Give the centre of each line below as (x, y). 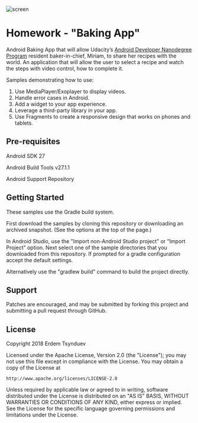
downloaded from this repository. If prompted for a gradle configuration (93, 254)
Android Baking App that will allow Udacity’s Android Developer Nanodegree (99, 49)
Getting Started (35, 198)
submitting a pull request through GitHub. (56, 311)
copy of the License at (33, 368)
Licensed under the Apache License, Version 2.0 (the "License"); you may (96, 355)
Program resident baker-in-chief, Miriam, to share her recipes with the (91, 56)
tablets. (24, 123)
